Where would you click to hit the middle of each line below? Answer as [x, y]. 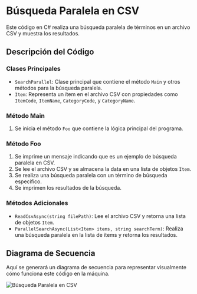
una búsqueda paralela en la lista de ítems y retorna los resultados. [96, 234]
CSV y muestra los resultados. [43, 33]
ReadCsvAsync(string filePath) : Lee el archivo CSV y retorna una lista [100, 216]
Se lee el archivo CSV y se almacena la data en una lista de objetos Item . [103, 169]
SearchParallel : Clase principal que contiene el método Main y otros [97, 81]
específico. [28, 181]
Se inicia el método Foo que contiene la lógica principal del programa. [99, 128]
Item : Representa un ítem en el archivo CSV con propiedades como [96, 94]
